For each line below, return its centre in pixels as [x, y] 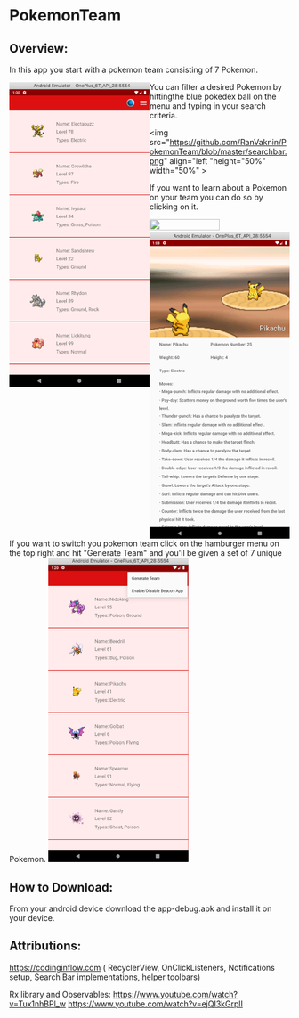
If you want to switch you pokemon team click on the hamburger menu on [145, 543]
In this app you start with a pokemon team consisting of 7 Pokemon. [133, 69]
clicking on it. [174, 207]
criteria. [164, 115]
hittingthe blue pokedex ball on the [213, 96]
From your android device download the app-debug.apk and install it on [141, 908]
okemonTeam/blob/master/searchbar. [218, 151]
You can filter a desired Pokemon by [216, 87]
